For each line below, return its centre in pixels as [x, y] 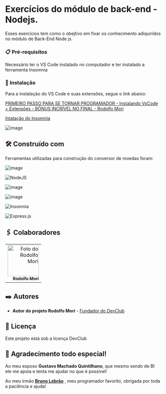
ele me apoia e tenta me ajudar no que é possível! [56, 371]
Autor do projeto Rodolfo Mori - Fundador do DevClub [68, 311]
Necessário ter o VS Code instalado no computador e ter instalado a [75, 65]
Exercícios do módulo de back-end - [81, 9]
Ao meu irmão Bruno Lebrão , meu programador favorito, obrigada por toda [83, 381]
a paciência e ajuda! [26, 386]
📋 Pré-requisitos [26, 52]
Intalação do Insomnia [28, 118]
